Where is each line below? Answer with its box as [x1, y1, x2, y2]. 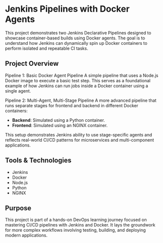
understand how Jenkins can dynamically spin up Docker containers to [5, 40, 147, 46]
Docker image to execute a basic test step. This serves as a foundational [5, 77, 151, 83]
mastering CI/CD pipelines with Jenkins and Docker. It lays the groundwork [5, 222, 156, 228]
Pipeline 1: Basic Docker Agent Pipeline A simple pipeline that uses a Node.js [5, 72, 159, 78]
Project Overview [5, 59, 59, 68]
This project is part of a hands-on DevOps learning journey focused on [5, 217, 147, 223]
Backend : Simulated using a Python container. [12, 117, 105, 123]
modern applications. [5, 232, 48, 238]
